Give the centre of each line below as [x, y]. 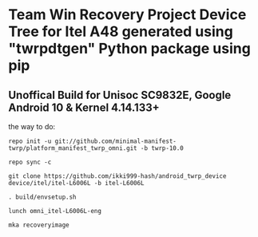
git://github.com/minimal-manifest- [116, 141]
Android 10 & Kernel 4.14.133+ [84, 107]
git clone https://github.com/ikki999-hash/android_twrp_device [117, 176]
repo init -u [30, 141]
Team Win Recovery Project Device [127, 15]
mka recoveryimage [39, 225]
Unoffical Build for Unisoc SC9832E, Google [120, 95]
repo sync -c [30, 162]
